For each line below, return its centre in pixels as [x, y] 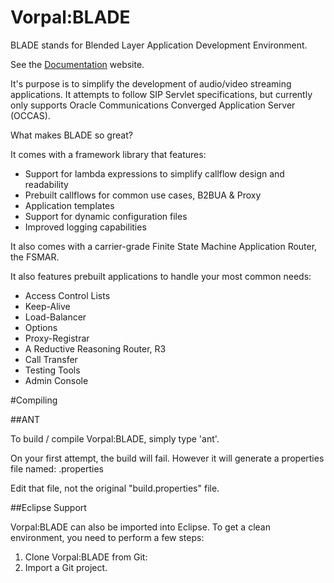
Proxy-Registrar [57, 338]
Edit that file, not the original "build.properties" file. [115, 488]
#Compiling [34, 400]
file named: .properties [57, 468]
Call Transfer [51, 359]
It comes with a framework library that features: [108, 154]
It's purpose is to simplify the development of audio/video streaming [151, 83]
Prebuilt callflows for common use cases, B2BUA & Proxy [143, 195]
